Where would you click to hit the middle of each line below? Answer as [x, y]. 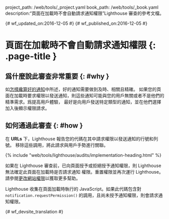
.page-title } [31, 56]
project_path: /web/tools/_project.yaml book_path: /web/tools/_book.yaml [82, 7]
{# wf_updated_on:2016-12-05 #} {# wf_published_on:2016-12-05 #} [76, 23]
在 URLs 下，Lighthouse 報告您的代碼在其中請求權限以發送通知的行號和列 [82, 139]
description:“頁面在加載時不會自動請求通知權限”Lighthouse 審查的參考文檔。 [85, 13]
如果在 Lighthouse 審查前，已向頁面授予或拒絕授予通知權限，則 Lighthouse [83, 166]
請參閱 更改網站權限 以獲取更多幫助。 [43, 178]
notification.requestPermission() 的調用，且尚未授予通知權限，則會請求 [82, 195]
